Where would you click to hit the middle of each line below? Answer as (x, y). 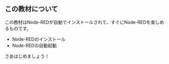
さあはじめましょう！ (27, 56)
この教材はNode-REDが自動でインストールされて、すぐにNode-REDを (78, 22)
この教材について (31, 9)
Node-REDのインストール (39, 39)
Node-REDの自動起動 (34, 45)
